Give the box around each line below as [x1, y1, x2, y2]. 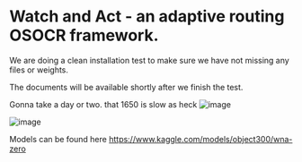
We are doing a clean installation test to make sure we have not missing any [9, 55, 289, 65]
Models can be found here [9, 133, 108, 144]
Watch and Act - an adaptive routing [9, 6, 285, 27]
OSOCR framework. [9, 25, 159, 46]
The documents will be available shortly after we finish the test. [9, 81, 244, 92]
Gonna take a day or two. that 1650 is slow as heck [9, 98, 198, 109]
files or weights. [9, 64, 69, 75]
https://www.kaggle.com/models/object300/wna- [109, 133, 293, 144]
